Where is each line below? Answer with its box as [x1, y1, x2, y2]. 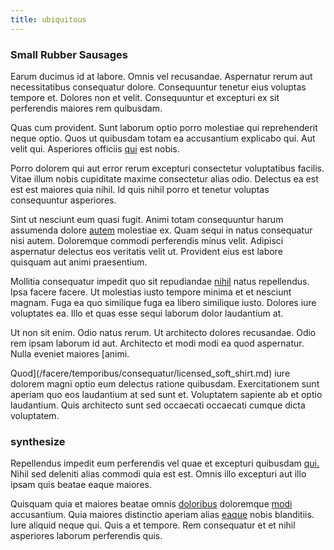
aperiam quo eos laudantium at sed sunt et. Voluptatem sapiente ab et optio [10, 388, 323, 400]
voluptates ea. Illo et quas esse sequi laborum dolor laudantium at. [10, 307, 284, 319]
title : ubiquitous [10, 14, 87, 25]
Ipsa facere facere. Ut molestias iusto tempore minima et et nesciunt [10, 286, 292, 298]
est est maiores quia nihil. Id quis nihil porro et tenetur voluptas [10, 183, 270, 195]
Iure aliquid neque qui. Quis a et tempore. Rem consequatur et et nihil [10, 519, 296, 531]
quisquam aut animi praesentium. [10, 256, 148, 268]
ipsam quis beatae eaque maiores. [10, 479, 152, 491]
